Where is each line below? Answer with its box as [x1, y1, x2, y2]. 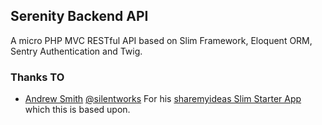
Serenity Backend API [10, 8, 149, 25]
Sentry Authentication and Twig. [10, 45, 143, 57]
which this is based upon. [24, 104, 131, 116]
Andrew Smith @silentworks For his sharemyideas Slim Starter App [24, 93, 302, 105]
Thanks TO [10, 70, 65, 84]
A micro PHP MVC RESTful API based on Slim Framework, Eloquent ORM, [10, 34, 313, 46]
